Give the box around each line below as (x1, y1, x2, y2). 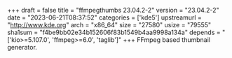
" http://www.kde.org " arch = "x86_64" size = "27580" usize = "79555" (7, 21, 212, 29)
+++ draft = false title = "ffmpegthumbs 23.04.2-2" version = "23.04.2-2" (7, 6, 219, 14)
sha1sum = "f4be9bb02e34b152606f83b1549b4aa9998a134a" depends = (7, 28, 221, 36)
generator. (7, 43, 37, 51)
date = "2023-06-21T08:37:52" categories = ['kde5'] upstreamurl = (7, 13, 202, 22)
